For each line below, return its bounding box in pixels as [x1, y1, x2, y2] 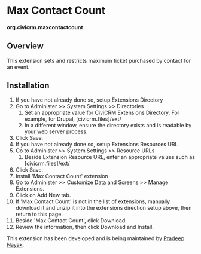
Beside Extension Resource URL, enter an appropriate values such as [24, 154, 195, 161]
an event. [7, 63, 30, 71]
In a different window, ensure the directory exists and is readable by [24, 122, 192, 129]
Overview [7, 41, 44, 51]
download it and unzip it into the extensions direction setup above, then [15, 204, 192, 212]
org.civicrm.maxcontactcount [7, 23, 83, 30]
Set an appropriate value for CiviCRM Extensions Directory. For [24, 109, 180, 117]
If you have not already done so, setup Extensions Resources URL [15, 141, 178, 148]
